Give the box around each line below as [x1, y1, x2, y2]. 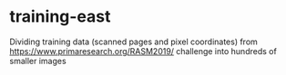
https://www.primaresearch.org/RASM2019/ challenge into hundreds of [9, 45, 278, 56]
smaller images [9, 55, 66, 66]
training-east [9, 6, 111, 27]
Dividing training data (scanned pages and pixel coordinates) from [9, 36, 258, 47]
